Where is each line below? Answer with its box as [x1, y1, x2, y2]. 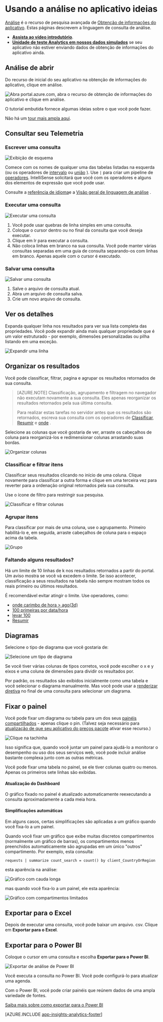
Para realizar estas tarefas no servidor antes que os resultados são [17, 409, 152, 415]
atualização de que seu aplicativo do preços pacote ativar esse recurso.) [5, 726, 151, 731]
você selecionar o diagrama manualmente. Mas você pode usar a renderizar [5, 683, 158, 689]
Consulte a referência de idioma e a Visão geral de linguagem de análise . [5, 189, 151, 195]
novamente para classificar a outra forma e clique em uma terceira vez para [5, 477, 157, 483]
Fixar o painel [5, 702, 47, 711]
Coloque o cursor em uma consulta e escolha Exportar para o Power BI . [5, 954, 150, 960]
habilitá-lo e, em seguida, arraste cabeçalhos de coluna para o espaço [5, 529, 147, 536]
